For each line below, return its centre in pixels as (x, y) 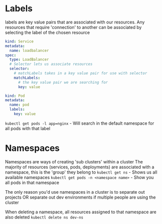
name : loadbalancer (29, 50)
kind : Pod (15, 96)
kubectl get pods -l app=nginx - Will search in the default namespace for (80, 123)
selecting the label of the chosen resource (48, 32)
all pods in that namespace (32, 182)
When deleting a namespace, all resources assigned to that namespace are (81, 212)
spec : (10, 55)
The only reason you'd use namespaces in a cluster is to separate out (75, 192)
